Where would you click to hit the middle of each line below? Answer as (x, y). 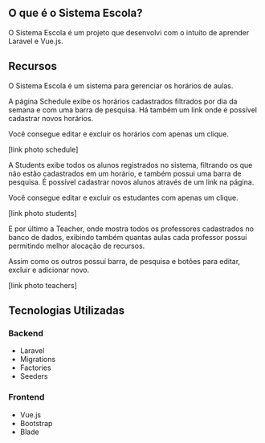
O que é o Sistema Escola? (75, 13)
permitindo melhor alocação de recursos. (77, 246)
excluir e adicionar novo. (49, 270)
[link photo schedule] (43, 149)
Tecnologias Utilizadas (67, 311)
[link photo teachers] (43, 285)
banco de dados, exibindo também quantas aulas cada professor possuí (128, 237)
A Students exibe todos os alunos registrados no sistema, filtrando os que (130, 165)
